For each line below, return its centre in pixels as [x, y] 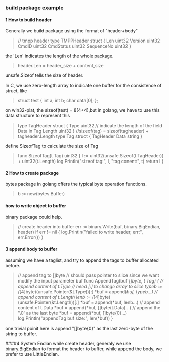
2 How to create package [32, 173]
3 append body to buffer [31, 249]
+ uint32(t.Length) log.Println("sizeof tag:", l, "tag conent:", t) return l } [91, 162]
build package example [34, 8]
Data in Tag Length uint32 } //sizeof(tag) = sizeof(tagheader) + [83, 131]
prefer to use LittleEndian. [32, 354]
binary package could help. [34, 217]
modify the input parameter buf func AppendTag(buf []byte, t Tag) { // [91, 280]
